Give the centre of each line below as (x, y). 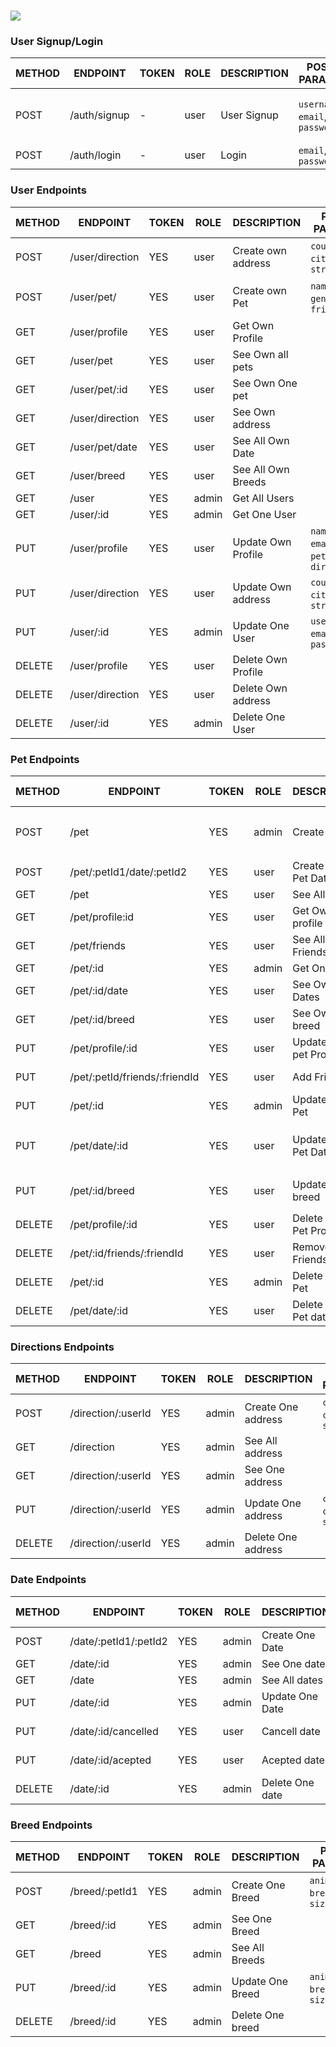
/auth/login (95, 155)
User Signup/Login (57, 42)
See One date (293, 1663)
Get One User (264, 514)
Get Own (253, 325)
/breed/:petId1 (103, 1891)
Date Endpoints (48, 1580)
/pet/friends (98, 946)
